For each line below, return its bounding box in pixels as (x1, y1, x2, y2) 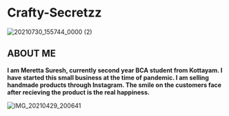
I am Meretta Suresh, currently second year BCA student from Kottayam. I (7, 66, 223, 74)
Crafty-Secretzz (7, 5, 102, 21)
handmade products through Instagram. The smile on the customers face (7, 81, 222, 89)
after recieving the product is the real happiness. (7, 88, 150, 96)
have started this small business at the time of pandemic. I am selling (7, 73, 209, 81)
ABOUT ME (7, 48, 57, 59)
